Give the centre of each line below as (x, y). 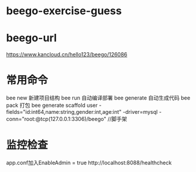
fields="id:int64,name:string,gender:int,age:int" (64, 112)
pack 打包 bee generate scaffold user (52, 106)
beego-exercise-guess (64, 11)
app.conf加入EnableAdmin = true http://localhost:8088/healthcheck (89, 163)
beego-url (31, 38)
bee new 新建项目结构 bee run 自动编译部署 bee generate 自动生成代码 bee (98, 98)
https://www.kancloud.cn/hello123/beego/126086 (67, 55)
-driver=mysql (140, 112)
